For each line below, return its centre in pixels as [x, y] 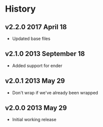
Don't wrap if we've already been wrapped [55, 92]
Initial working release [34, 120]
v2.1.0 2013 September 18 [45, 54]
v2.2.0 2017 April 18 [36, 27]
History [21, 9]
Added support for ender [37, 65]
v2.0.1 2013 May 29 [35, 81]
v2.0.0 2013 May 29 [36, 108]
